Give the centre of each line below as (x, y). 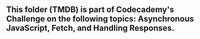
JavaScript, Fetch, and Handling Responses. (90, 28)
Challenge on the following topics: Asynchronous (100, 19)
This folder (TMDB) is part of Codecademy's (90, 10)
